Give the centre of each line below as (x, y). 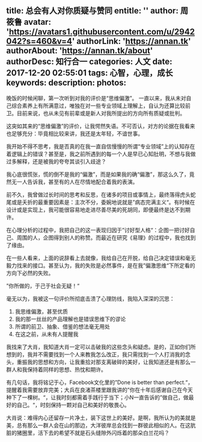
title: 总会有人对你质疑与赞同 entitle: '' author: (92, 11)
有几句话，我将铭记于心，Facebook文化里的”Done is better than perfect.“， (100, 382)
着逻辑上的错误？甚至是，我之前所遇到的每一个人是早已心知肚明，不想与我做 (101, 154)
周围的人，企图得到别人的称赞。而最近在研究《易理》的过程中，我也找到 (106, 238)
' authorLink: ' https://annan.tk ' (131, 41)
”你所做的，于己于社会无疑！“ (43, 286)
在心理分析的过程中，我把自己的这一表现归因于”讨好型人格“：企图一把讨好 (98, 230)
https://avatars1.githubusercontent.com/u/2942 (102, 32)
